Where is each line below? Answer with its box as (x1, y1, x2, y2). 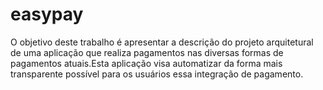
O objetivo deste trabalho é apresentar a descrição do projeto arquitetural (10, 36, 314, 48)
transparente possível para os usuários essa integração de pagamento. (10, 68, 304, 80)
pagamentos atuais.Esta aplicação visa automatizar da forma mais (10, 57, 283, 69)
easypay (10, 3, 84, 26)
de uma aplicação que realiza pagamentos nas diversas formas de (10, 46, 284, 58)
